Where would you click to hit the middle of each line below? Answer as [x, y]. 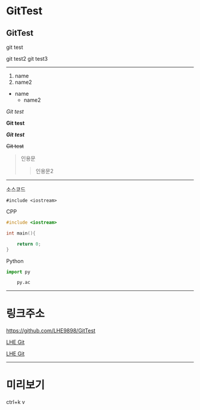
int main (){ [21, 233]
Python [15, 261]
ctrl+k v [16, 402]
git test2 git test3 [27, 59]
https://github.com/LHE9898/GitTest [51, 331]
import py [18, 272]
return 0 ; [29, 244]
